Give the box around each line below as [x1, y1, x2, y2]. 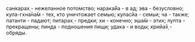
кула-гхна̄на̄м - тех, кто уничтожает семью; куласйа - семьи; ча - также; [6, 11, 189, 18]
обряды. [6, 29, 27, 36]
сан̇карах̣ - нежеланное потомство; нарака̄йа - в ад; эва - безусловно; [6, 5, 184, 12]
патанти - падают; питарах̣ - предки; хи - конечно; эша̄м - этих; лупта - [6, 17, 186, 24]
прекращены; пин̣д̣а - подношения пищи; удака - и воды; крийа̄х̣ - [6, 23, 173, 30]
